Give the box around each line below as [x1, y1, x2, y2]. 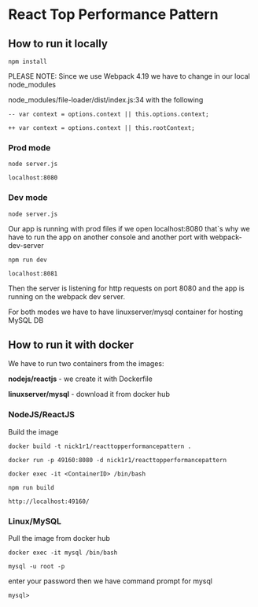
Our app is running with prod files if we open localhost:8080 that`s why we [8, 224, 250, 233]
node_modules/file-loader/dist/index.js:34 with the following [8, 95, 204, 104]
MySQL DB [8, 315, 44, 324]
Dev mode [8, 192, 48, 203]
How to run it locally [8, 37, 109, 50]
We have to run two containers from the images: [8, 359, 164, 368]
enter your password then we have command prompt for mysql [8, 576, 212, 586]
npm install [8, 57, 47, 65]
